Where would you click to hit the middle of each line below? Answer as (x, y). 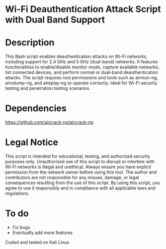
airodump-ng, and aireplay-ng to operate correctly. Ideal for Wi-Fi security (81, 83)
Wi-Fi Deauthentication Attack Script (83, 9)
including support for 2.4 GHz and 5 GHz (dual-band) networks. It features (82, 62)
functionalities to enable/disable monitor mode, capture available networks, (82, 67)
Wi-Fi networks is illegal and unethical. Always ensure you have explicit (78, 167)
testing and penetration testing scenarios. (48, 88)
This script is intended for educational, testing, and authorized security (78, 156)
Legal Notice (32, 142)
